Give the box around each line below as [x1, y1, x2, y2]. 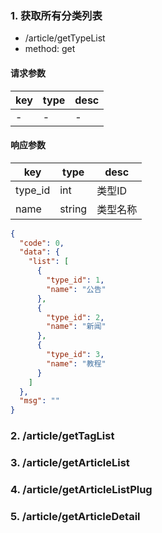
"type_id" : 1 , [46, 275, 105, 286]
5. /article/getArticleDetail [10, 509, 141, 523]
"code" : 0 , [19, 238, 65, 248]
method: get [24, 43, 76, 55]
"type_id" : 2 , [46, 312, 105, 322]
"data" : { [19, 247, 60, 257]
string [59, 202, 88, 216]
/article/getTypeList [24, 32, 106, 44]
